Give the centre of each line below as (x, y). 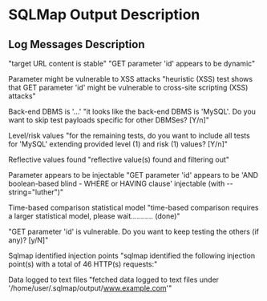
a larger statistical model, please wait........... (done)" (94, 216)
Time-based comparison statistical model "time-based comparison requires (133, 207)
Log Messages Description (77, 44)
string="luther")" (36, 192)
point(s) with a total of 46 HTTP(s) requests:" (83, 264)
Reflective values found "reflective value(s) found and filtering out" (119, 159)
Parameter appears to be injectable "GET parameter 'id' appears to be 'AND (133, 175)
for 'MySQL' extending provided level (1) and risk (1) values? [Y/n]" (118, 144)
